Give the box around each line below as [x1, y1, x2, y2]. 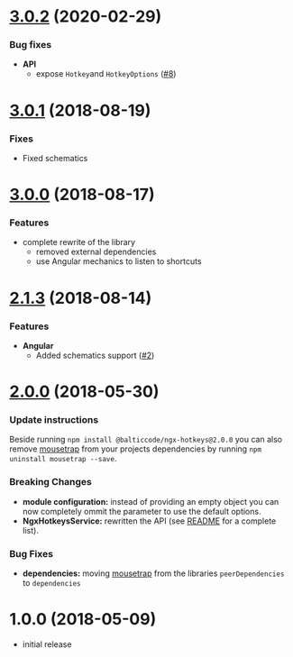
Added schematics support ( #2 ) [35, 350, 155, 360]
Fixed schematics [22, 152, 88, 163]
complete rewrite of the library [22, 237, 136, 248]
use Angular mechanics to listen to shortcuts [35, 256, 202, 267]
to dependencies [22, 578, 81, 589]
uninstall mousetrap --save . [9, 453, 117, 464]
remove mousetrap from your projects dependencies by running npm [9, 443, 262, 454]
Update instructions [9, 414, 99, 426]
